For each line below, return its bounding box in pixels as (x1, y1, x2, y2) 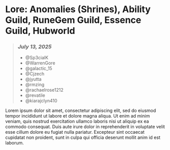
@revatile (25, 92, 46, 98)
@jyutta (25, 76, 42, 82)
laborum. (5, 140, 24, 146)
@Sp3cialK (25, 55, 49, 61)
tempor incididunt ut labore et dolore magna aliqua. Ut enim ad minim (5, 113, 150, 119)
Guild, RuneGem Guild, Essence (5, 14, 142, 26)
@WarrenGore (25, 60, 56, 66)
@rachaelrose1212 (25, 87, 63, 93)
